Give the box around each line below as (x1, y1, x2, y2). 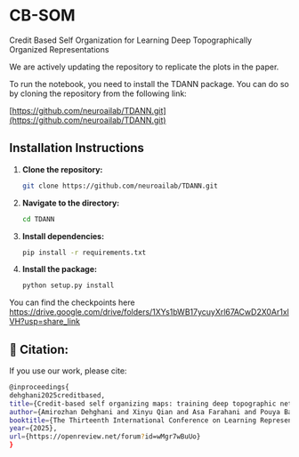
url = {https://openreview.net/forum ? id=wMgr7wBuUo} (9, 432, 201, 441)
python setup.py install (21, 281, 115, 290)
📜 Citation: (9, 341, 69, 357)
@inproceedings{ (9, 383, 69, 392)
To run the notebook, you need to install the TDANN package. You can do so (9, 78, 289, 89)
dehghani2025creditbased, (9, 390, 105, 400)
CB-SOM (9, 5, 76, 26)
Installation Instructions (9, 140, 145, 156)
